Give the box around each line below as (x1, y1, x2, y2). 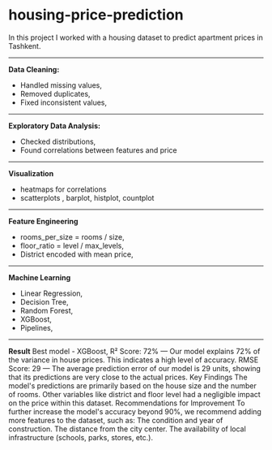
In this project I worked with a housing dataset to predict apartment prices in (8, 32, 263, 42)
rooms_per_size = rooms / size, (19, 231, 125, 241)
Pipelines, (19, 322, 53, 332)
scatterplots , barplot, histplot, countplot (19, 193, 155, 202)
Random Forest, (19, 305, 74, 315)
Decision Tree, (19, 296, 69, 306)
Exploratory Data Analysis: (8, 120, 101, 131)
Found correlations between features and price (19, 145, 178, 155)
